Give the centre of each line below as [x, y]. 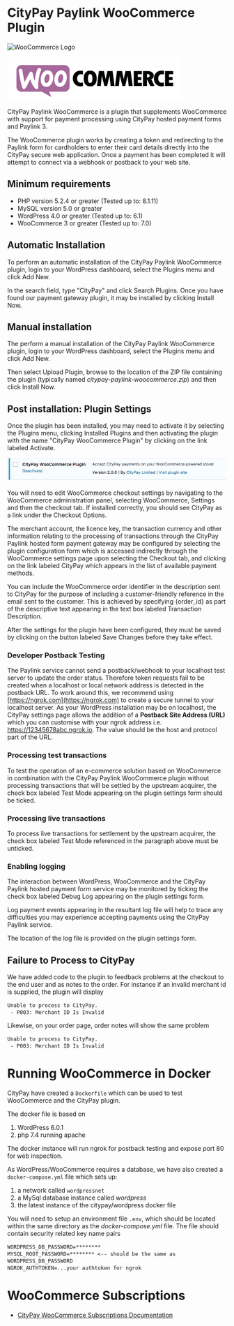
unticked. [21, 848]
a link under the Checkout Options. [57, 515]
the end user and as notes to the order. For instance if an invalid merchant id [117, 985]
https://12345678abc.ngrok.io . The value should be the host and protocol [112, 730]
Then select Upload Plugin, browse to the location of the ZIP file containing [115, 372]
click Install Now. [31, 387]
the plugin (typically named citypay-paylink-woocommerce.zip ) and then [112, 380]
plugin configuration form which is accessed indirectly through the [103, 551]
